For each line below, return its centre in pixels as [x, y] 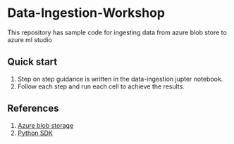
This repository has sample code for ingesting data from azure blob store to [117, 32]
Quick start [32, 62]
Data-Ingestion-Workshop [86, 13]
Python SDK [35, 133]
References [33, 109]
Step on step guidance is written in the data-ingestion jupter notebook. [120, 79]
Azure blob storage [45, 125]
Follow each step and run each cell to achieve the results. [101, 86]
